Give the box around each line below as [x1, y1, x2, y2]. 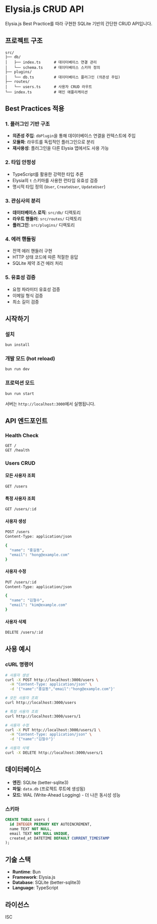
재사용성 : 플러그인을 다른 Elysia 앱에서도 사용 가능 [12, 145, 109, 151]
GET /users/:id [5, 507, 37, 512]
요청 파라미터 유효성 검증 [12, 286, 60, 292]
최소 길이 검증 [12, 299, 39, 305]
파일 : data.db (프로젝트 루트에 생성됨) [12, 786, 86, 792]
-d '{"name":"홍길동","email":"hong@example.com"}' [9, 687, 115, 692]
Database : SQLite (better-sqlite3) [12, 880, 81, 886]
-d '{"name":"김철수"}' [9, 737, 55, 742]
